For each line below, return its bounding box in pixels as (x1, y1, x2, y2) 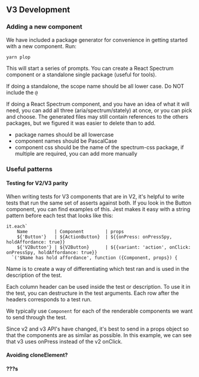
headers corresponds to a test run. (6, 295, 92, 303)
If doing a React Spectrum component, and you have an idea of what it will (6, 100, 190, 107)
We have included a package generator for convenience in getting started (6, 36, 188, 44)
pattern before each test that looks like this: (6, 212, 114, 219)
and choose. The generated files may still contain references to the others (6, 113, 189, 120)
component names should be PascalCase (14, 137, 118, 144)
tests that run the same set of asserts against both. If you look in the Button (6, 199, 192, 206)
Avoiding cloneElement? (6, 351, 68, 359)
